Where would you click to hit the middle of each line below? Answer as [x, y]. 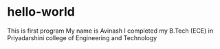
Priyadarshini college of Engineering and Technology [82, 37]
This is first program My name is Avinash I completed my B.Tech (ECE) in [110, 31]
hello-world [41, 12]
